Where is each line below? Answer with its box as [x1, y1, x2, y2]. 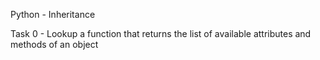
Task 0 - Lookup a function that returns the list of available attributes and [10, 28, 312, 39]
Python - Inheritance [10, 9, 96, 20]
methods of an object [10, 39, 99, 50]
